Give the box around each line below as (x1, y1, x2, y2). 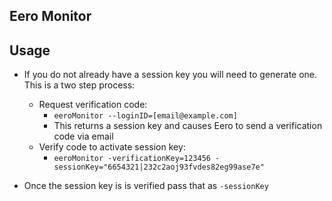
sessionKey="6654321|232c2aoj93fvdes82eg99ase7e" (53, 162, 265, 173)
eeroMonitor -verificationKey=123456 (53, 154, 211, 164)
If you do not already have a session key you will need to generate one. (23, 69, 318, 81)
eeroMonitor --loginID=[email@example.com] (53, 111, 238, 121)
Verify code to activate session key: (38, 141, 186, 153)
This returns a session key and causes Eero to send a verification (53, 120, 323, 132)
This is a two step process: (23, 79, 136, 91)
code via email (53, 130, 114, 143)
